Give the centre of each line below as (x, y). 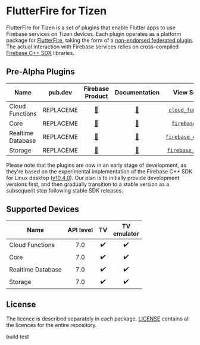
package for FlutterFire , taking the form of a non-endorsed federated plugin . (100, 40)
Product (96, 96)
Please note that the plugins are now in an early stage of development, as (96, 165)
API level (80, 230)
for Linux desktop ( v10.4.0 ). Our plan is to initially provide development (93, 178)
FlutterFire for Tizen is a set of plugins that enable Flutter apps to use (91, 28)
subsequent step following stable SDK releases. (65, 190)
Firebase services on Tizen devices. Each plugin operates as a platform (94, 33)
